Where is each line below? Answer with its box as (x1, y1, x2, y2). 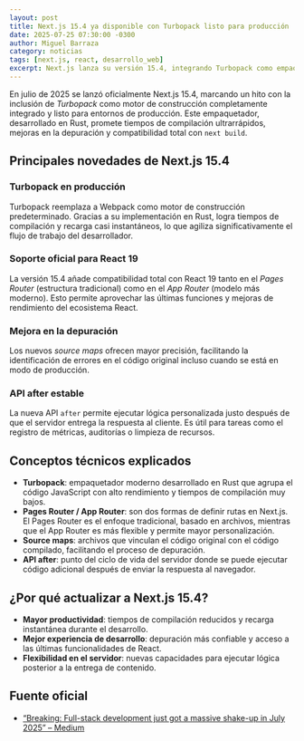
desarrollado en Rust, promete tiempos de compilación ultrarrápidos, (9, 117, 266, 128)
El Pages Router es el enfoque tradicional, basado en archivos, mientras (22, 515, 291, 526)
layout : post (9, 13, 59, 23)
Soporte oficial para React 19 (9, 253, 138, 265)
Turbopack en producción (9, 180, 126, 193)
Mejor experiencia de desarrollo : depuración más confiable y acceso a (22, 633, 290, 644)
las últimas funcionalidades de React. (22, 643, 162, 654)
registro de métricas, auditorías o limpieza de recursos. (9, 427, 215, 438)
